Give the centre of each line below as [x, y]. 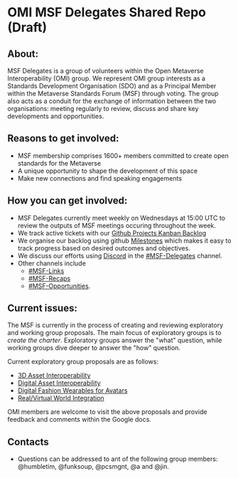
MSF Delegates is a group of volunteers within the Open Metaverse [106, 71]
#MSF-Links [46, 270]
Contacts [28, 442]
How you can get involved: [67, 201]
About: [23, 54]
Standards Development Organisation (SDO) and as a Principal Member [112, 86]
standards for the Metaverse [59, 163]
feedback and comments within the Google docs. [79, 420]
